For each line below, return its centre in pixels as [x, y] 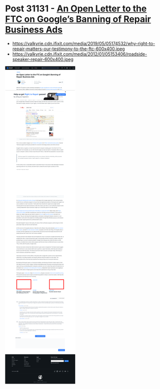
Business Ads [34, 30]
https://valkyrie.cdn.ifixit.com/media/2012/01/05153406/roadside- [80, 54]
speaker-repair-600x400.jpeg [43, 59]
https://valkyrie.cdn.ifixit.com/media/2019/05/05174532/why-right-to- [83, 43]
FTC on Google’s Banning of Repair [78, 19]
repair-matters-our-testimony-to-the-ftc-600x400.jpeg [69, 49]
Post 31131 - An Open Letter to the [76, 9]
